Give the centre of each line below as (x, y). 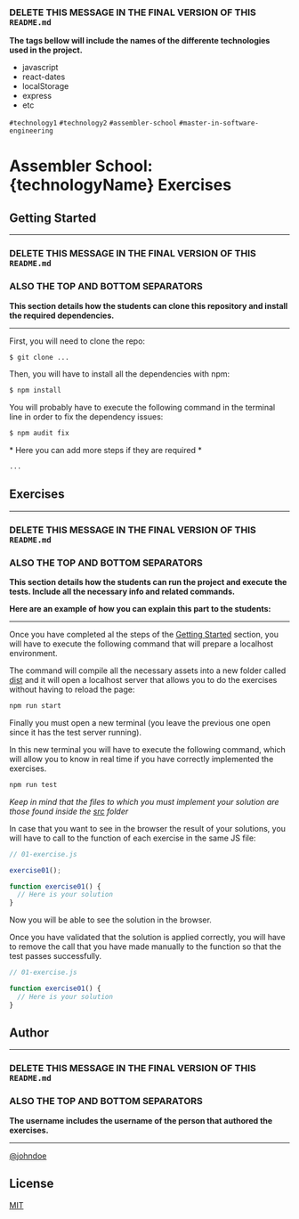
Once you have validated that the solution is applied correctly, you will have (148, 938)
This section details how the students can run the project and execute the (148, 582)
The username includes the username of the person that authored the (141, 1120)
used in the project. (46, 50)
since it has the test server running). (76, 732)
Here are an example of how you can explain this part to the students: (140, 609)
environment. (33, 654)
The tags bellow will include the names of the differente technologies (140, 41)
